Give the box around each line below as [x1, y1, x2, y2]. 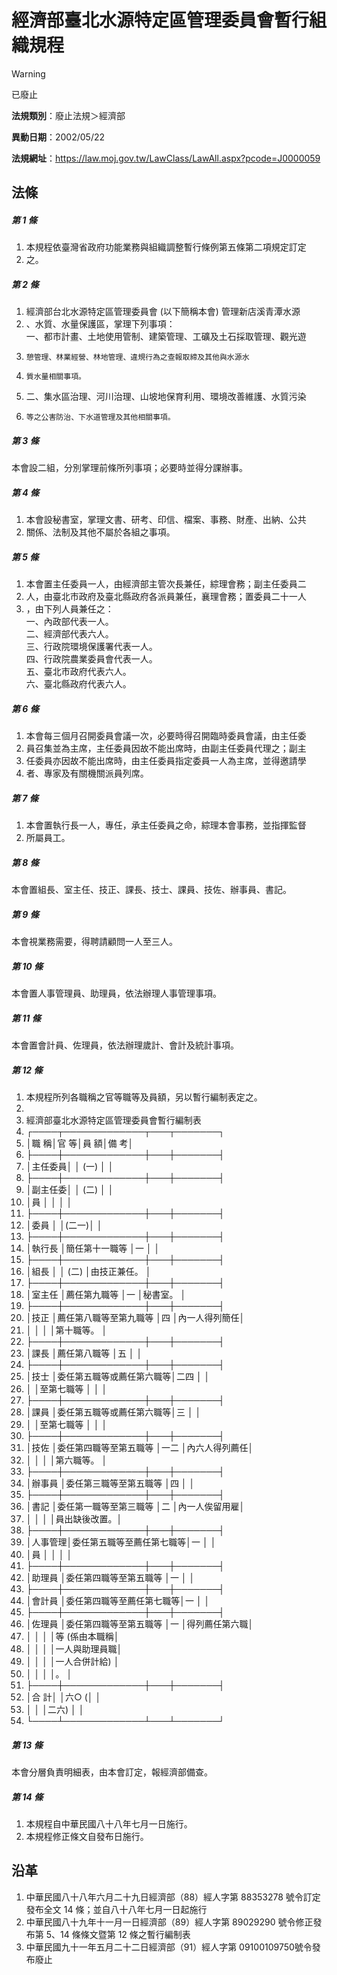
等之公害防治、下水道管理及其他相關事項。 [25, 412, 176, 423]
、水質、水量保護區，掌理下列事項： [25, 318, 176, 330]
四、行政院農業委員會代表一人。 [25, 653, 158, 665]
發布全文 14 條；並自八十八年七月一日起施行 [25, 1903, 208, 1915]
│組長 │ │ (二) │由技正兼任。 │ [25, 1265, 152, 1277]
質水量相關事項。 [25, 372, 86, 382]
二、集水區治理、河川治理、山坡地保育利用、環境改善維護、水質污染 [25, 391, 307, 403]
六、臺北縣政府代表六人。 [25, 678, 132, 690]
